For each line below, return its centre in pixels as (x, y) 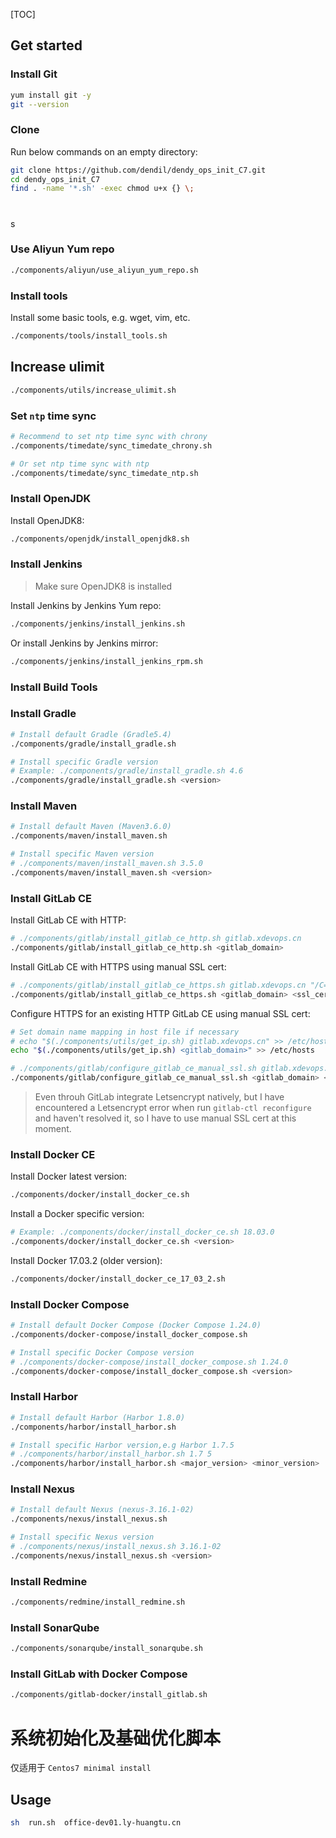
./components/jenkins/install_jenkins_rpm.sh (106, 661)
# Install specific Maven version (82, 854)
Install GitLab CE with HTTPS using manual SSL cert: (118, 966)
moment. (53, 1129)
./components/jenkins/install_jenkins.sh (98, 624)
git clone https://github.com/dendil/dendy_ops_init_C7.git (138, 170)
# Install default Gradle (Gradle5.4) (91, 734)
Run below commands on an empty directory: (104, 151)
